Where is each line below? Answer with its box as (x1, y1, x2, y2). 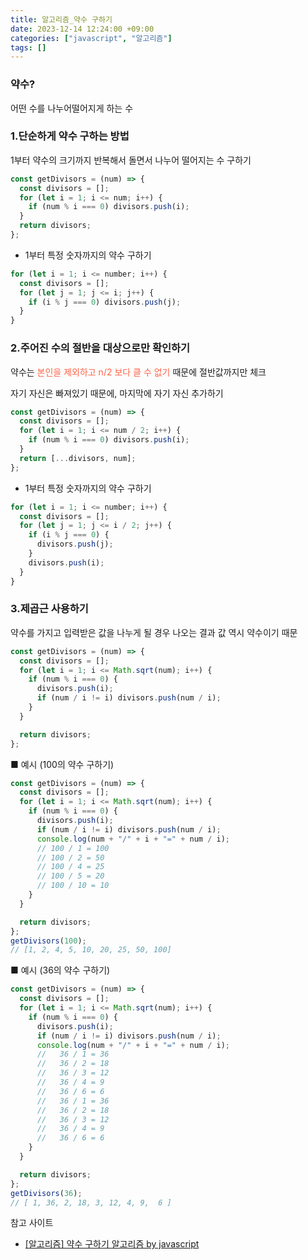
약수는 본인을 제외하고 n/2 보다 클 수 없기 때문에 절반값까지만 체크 (10, 366, 267, 378)
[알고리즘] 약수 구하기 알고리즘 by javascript (24, 1238, 200, 1250)
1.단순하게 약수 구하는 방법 (10, 129, 130, 143)
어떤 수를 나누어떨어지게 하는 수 (10, 102, 134, 114)
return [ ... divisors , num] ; (19, 453, 137, 463)
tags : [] (10, 42, 47, 53)
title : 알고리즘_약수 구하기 (10, 14, 113, 25)
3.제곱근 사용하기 (10, 602, 89, 616)
